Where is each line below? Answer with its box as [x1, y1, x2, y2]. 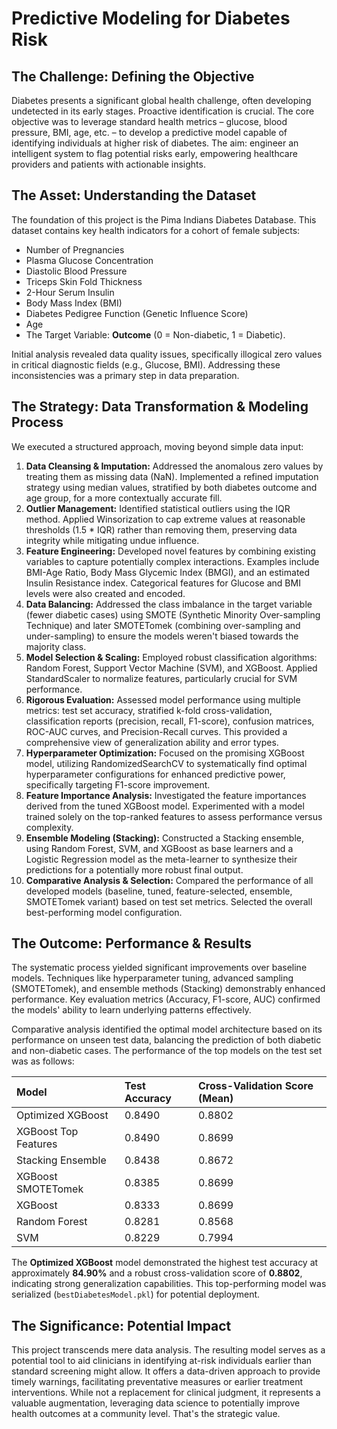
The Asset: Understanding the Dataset [11, 187, 257, 204]
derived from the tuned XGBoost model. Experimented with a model [25, 800, 305, 812]
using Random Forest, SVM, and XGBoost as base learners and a [25, 842, 294, 854]
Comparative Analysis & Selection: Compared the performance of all [25, 874, 314, 886]
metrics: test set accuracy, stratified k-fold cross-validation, [25, 704, 273, 716]
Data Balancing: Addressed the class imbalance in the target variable [25, 598, 313, 610]
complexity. [25, 821, 74, 833]
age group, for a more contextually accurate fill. [25, 492, 223, 504]
